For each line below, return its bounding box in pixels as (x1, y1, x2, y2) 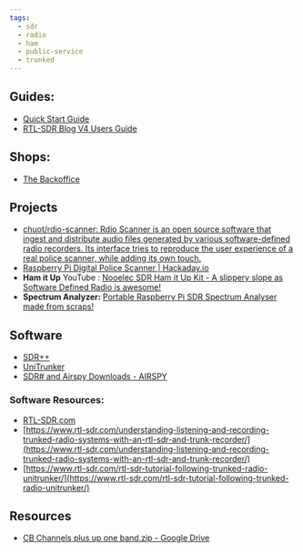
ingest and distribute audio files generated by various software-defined (22, 234, 291, 245)
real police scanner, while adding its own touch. (22, 253, 202, 264)
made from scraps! (22, 301, 94, 312)
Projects (9, 200, 58, 216)
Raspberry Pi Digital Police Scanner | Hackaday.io (22, 263, 209, 274)
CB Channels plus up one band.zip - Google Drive (22, 533, 210, 544)
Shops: (9, 149, 51, 165)
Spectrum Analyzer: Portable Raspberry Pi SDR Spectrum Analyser (22, 292, 278, 303)
